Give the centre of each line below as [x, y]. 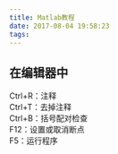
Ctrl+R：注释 [33, 96]
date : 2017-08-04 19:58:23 [59, 26]
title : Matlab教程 [42, 17]
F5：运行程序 [34, 141]
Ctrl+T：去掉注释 [40, 107]
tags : [19, 34]
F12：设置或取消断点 [47, 130]
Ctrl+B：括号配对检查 [49, 118]
